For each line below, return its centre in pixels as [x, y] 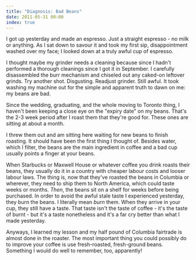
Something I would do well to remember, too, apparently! [74, 251]
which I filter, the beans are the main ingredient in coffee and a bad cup [92, 147]
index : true [20, 22]
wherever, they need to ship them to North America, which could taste [90, 183]
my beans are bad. [29, 93]
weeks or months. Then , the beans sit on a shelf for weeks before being [92, 190]
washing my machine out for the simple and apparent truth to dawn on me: [96, 88]
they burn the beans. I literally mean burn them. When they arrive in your [93, 202]
